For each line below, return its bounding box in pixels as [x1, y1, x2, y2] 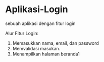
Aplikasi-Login [5, 4, 68, 15]
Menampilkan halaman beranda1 [12, 51, 80, 57]
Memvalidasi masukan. [12, 45, 61, 51]
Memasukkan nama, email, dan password [12, 40, 99, 46]
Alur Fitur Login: [5, 30, 39, 36]
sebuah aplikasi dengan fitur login [5, 20, 76, 26]
